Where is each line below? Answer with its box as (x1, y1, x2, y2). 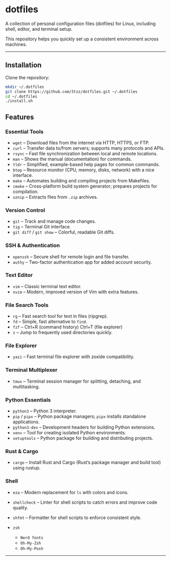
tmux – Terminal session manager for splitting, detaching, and (12, 378, 141, 384)
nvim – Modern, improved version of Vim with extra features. (12, 289, 139, 295)
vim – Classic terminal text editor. (12, 283, 82, 289)
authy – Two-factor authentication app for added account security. (12, 259, 152, 265)
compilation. (12, 188, 39, 195)
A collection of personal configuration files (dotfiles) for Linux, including (5, 20, 156, 27)
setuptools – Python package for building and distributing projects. (12, 435, 154, 441)
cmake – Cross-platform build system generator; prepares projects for (12, 183, 158, 189)
